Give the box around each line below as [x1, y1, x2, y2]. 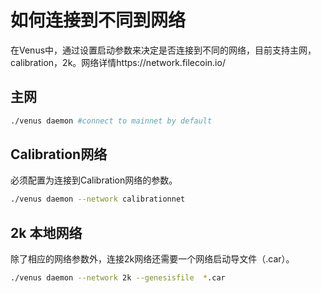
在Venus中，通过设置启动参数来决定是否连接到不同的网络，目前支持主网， [10, 44, 317, 56]
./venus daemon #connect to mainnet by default [10, 116, 213, 126]
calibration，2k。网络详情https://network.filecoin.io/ [10, 56, 226, 68]
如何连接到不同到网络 [10, 9, 187, 32]
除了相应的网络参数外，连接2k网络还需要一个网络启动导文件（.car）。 [10, 253, 295, 265]
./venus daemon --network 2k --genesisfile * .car [10, 273, 226, 283]
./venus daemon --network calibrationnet [10, 194, 186, 205]
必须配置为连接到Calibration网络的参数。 [10, 174, 178, 186]
